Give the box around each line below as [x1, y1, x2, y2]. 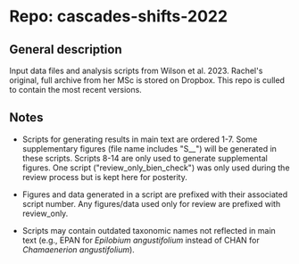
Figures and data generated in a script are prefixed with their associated [21, 189, 288, 200]
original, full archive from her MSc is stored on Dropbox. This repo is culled [9, 75, 286, 86]
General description [9, 42, 122, 57]
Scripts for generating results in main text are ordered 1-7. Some [21, 134, 258, 144]
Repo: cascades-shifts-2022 [9, 6, 228, 27]
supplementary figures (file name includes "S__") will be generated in [21, 143, 277, 153]
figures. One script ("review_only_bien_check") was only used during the [21, 162, 290, 173]
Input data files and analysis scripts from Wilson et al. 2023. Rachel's [9, 65, 263, 76]
